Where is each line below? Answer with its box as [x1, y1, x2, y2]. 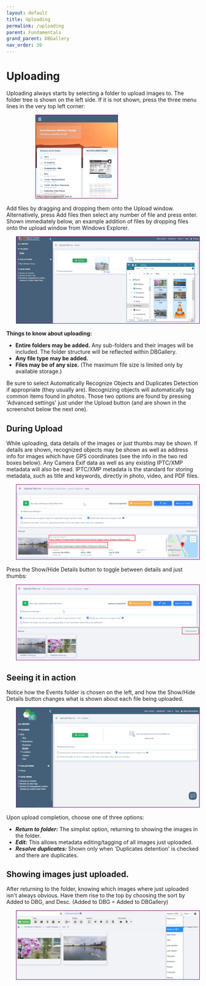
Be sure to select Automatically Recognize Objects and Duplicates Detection [6, 379, 199, 387]
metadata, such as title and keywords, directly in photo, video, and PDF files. [6, 472, 199, 480]
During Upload [6, 423, 63, 434]
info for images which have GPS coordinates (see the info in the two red [6, 453, 188, 460]
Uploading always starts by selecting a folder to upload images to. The [6, 89, 185, 97]
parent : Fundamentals [6, 29, 62, 35]
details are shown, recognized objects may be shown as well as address [6, 446, 188, 454]
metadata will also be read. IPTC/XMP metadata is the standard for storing [6, 466, 194, 473]
